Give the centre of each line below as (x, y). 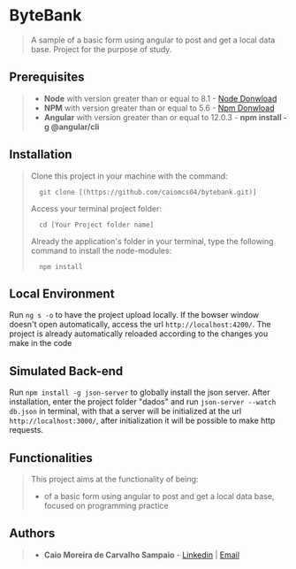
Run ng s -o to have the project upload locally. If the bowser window (134, 315)
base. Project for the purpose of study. (101, 49)
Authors (32, 533)
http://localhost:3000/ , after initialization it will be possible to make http (142, 420)
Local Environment (62, 293)
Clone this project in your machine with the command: (129, 176)
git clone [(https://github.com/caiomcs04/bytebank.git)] (148, 192)
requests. (27, 430)
